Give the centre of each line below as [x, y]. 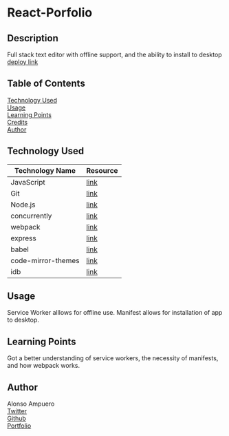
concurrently [31, 216]
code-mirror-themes [45, 260]
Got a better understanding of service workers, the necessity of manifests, [113, 358]
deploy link [23, 62]
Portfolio [19, 426]
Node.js [23, 205]
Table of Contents [46, 84]
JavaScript [28, 182]
